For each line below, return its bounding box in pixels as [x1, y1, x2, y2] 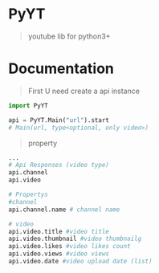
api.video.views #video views [8, 250, 110, 258]
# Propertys [8, 190, 48, 198]
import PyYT [8, 101, 48, 109]
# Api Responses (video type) [8, 161, 110, 169]
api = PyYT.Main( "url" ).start [8, 116, 110, 124]
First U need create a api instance [27, 86, 141, 96]
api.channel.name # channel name [8, 206, 120, 214]
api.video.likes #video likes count [8, 242, 131, 251]
